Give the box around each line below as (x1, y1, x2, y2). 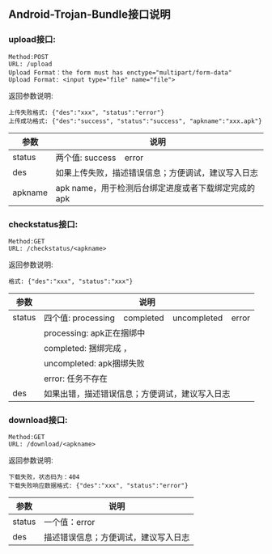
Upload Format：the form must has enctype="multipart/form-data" (8, 68, 232, 77)
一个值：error (43, 517, 96, 528)
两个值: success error (55, 152, 144, 163)
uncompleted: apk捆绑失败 (43, 357, 145, 369)
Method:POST (8, 53, 49, 61)
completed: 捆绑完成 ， (43, 342, 132, 353)
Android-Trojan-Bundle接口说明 (8, 7, 172, 22)
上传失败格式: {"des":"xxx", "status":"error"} (8, 108, 164, 116)
